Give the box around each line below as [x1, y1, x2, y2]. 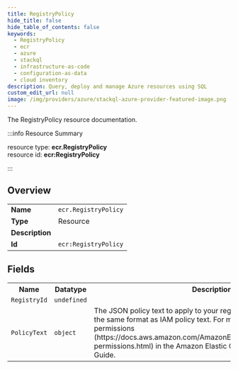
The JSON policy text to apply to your [93, 305, 219, 315]
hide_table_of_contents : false [7, 23, 100, 30]
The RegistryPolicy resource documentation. [7, 115, 137, 124]
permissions [93, 323, 135, 333]
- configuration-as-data [13, 69, 87, 76]
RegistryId [11, 295, 47, 304]
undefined [54, 295, 87, 304]
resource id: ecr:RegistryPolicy [7, 150, 101, 159]
